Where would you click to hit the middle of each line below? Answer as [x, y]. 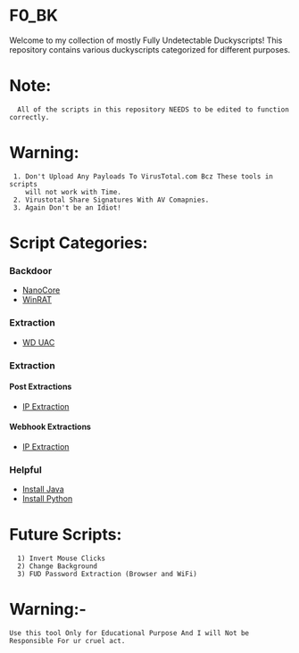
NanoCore [41, 290]
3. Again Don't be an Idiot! [67, 207]
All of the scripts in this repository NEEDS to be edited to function [154, 109]
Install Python [47, 499]
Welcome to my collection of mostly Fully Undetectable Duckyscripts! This [146, 40]
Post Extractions [41, 387]
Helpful [25, 469]
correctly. [29, 117]
